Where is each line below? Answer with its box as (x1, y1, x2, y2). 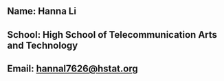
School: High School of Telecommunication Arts (7, 29, 218, 40)
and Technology (7, 39, 78, 51)
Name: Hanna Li (7, 5, 77, 17)
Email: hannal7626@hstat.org (7, 63, 139, 75)
